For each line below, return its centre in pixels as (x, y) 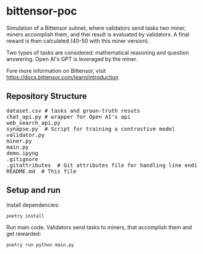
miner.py (19, 141)
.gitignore (22, 159)
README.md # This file (41, 171)
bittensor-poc (42, 11)
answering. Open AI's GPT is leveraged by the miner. (72, 59)
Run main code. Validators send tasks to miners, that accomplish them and (99, 227)
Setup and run (34, 190)
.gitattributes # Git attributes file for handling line (94, 165)
